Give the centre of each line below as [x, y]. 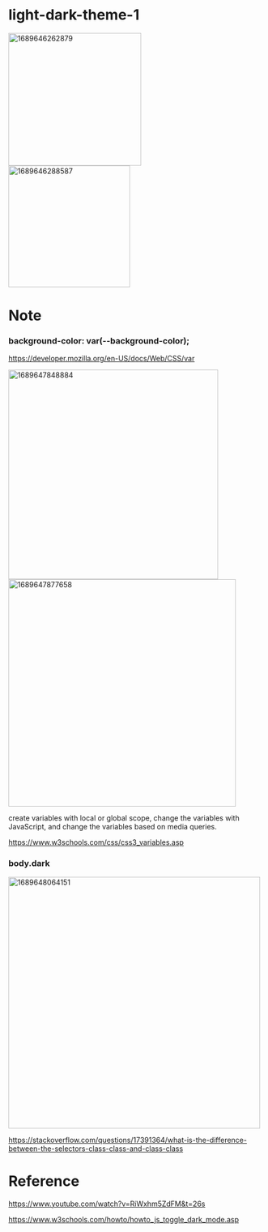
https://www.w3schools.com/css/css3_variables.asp [96, 842]
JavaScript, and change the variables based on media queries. [113, 827]
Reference [44, 1181]
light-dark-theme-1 [74, 15]
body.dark [29, 863]
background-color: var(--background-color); [99, 341]
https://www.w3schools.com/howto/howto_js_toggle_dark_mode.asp [123, 1219]
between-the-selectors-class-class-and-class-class [96, 1149]
